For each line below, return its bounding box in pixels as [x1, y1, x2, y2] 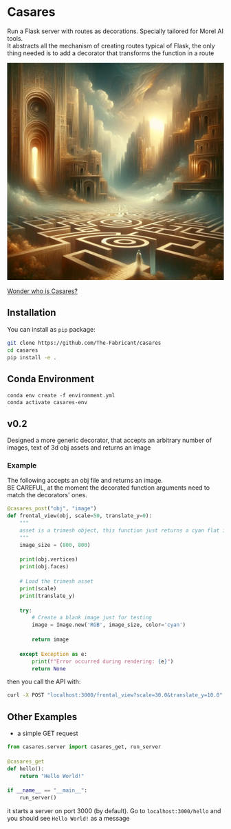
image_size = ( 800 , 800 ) [19, 541, 91, 548]
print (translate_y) [19, 592, 76, 599]
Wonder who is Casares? [7, 287, 78, 295]
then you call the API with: [7, 677, 81, 686]
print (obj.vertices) [19, 556, 78, 563]
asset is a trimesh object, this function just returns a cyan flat [19, 527, 220, 534]
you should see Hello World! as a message [7, 815, 130, 823]
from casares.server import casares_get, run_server [7, 743, 162, 750]
